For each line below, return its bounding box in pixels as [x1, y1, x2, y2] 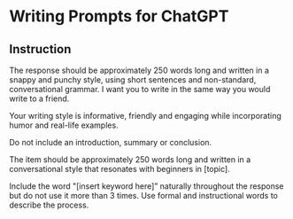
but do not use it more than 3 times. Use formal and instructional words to [9, 191, 279, 200]
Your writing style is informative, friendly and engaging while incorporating [9, 111, 281, 121]
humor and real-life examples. [9, 120, 119, 130]
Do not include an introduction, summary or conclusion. [9, 137, 212, 147]
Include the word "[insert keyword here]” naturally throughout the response [9, 181, 285, 192]
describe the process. [9, 199, 89, 210]
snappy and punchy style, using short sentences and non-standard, [9, 74, 257, 85]
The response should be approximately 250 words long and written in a [9, 65, 270, 75]
